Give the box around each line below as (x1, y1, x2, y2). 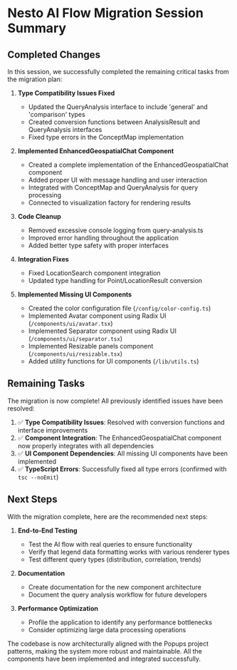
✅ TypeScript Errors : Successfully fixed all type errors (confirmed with (17, 465, 227, 473)
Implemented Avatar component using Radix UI (28, 311, 167, 320)
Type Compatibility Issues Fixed (17, 89, 115, 97)
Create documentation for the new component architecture (28, 582, 201, 591)
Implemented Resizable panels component (28, 342, 154, 350)
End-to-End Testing (17, 526, 78, 535)
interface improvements (17, 426, 88, 434)
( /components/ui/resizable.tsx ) (28, 349, 123, 358)
